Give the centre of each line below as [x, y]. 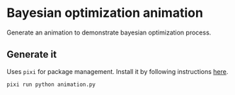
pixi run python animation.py [51, 84]
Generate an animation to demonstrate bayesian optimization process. [109, 32]
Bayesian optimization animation [105, 13]
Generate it [32, 55]
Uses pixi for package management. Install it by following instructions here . [117, 71]
